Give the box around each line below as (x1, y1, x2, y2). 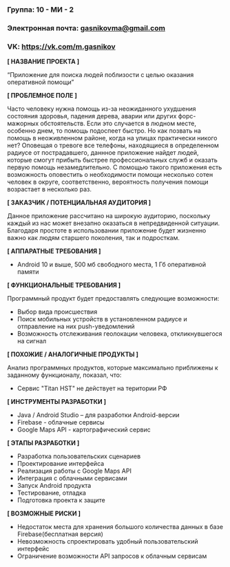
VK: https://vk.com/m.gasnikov (7, 41, 116, 51)
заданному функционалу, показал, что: (7, 371, 122, 379)
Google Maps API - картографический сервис (17, 425, 151, 434)
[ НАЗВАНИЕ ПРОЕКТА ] (7, 57, 80, 66)
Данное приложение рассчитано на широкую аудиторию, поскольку (7, 212, 211, 220)
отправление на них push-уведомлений (17, 322, 136, 331)
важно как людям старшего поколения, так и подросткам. (7, 234, 180, 242)
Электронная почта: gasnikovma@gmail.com (7, 23, 165, 32)
